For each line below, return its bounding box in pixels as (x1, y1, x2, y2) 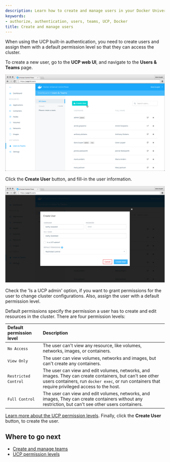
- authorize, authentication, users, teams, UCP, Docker (5, 19, 128, 24)
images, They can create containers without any (42, 396, 143, 402)
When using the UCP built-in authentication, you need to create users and (5, 38, 159, 45)
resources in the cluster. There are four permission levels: (5, 313, 125, 319)
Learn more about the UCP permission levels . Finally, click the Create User (5, 412, 161, 419)
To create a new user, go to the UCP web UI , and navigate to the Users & (5, 59, 157, 65)
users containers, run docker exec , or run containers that (42, 378, 160, 384)
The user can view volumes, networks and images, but (42, 355, 156, 361)
